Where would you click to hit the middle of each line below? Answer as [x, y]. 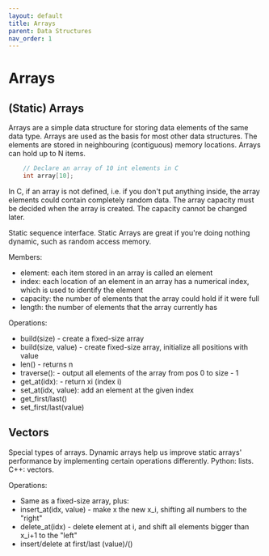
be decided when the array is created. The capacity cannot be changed [128, 208]
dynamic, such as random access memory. [80, 241]
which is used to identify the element [82, 290]
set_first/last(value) [52, 407]
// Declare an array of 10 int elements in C [101, 168]
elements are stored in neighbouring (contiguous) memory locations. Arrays [134, 145]
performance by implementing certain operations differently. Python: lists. [131, 461]
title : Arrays [32, 23]
